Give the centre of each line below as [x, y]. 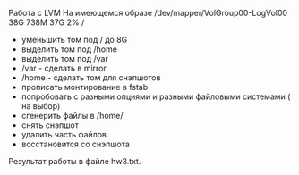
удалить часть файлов [64, 134]
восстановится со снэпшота [76, 144]
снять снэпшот [50, 125]
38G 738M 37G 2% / [47, 22]
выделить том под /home [69, 49]
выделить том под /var [64, 58]
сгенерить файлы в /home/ [72, 116]
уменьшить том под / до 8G [74, 40]
